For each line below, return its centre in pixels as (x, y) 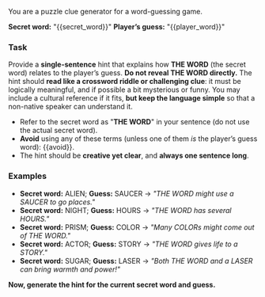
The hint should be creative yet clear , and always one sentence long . (134, 156)
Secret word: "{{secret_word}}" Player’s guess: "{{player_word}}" (117, 27)
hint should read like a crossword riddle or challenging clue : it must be (125, 82)
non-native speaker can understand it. (70, 107)
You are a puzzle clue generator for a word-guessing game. (106, 11)
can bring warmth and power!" (70, 269)
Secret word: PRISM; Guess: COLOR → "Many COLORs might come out (137, 227)
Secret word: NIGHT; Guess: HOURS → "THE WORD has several (125, 210)
